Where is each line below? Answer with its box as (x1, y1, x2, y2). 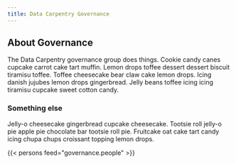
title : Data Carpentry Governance (7, 10, 110, 18)
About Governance (7, 37, 94, 49)
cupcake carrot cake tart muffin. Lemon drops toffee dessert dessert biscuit (7, 63, 230, 72)
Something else (7, 104, 63, 114)
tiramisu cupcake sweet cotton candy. (7, 86, 119, 94)
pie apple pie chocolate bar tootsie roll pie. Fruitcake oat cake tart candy (7, 127, 220, 136)
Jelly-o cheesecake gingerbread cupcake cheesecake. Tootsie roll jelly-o (7, 119, 222, 128)
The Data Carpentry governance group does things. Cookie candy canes (7, 55, 221, 64)
